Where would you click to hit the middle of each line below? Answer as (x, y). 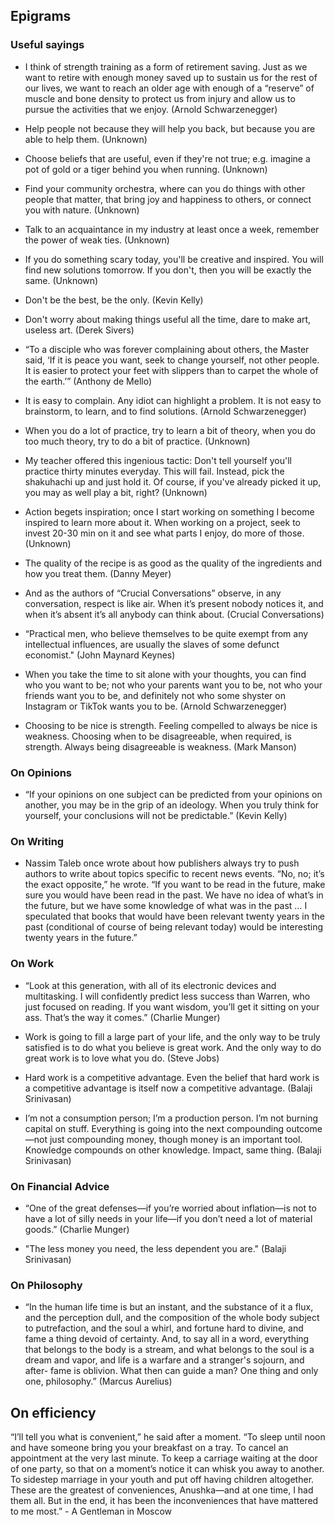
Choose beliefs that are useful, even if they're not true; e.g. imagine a (167, 158)
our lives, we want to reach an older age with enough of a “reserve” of (169, 88)
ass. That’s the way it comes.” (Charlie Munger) (122, 1017)
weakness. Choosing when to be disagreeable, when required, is (158, 736)
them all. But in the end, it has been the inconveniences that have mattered (164, 1500)
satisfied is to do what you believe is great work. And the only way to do (173, 1047)
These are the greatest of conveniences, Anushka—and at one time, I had (162, 1490)
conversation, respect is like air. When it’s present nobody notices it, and (174, 603)
